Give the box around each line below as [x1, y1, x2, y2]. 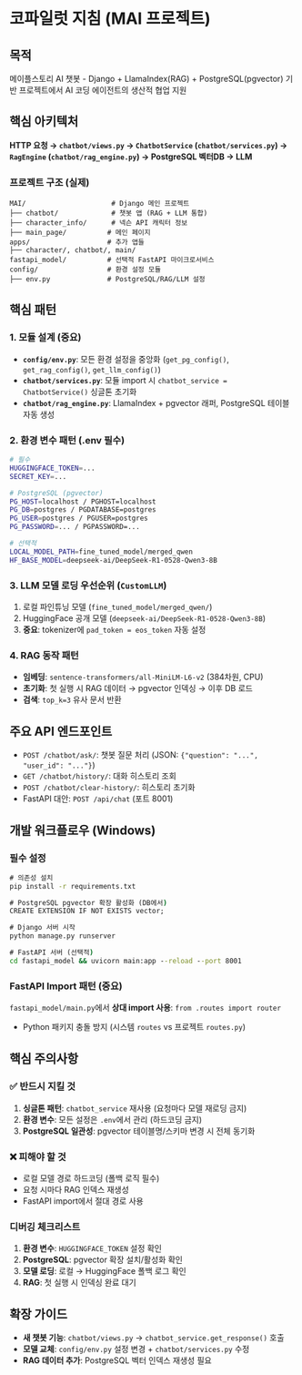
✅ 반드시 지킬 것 [9, 1080, 75, 1093]
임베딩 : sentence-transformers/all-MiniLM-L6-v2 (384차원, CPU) [22, 671, 264, 683]
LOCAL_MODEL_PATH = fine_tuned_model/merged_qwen [9, 547, 194, 556]
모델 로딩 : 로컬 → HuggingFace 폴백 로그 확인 [22, 1266, 186, 1277]
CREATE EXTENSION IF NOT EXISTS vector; [9, 907, 166, 916]
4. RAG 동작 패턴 [9, 648, 79, 661]
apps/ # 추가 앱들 [9, 238, 146, 247]
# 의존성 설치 [9, 873, 54, 882]
